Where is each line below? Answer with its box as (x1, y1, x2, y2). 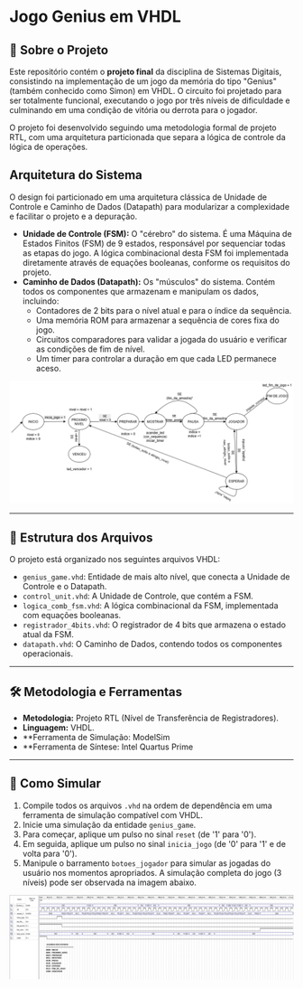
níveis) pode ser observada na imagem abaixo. (22, 877, 197, 888)
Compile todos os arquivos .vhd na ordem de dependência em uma (22, 800, 272, 811)
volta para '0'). (22, 848, 78, 859)
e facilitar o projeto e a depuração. (9, 211, 138, 221)
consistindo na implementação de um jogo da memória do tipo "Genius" (9, 76, 278, 87)
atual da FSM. (22, 629, 75, 640)
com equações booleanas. (22, 610, 122, 621)
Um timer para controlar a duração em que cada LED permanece (35, 353, 277, 363)
